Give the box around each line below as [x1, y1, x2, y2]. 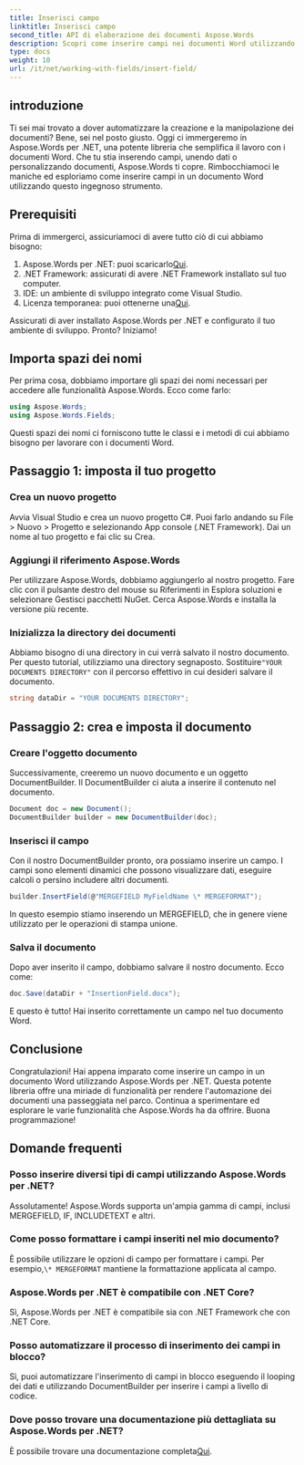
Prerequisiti [9, 207, 77, 223]
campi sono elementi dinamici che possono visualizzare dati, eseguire [9, 864, 272, 876]
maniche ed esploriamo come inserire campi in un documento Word [9, 171, 264, 182]
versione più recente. [9, 604, 89, 615]
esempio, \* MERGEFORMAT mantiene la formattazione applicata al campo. [9, 1262, 278, 1273]
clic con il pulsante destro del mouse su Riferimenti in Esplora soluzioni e [9, 585, 282, 596]
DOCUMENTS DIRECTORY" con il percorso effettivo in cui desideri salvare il [9, 667, 273, 678]
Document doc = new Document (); [9, 804, 132, 813]
